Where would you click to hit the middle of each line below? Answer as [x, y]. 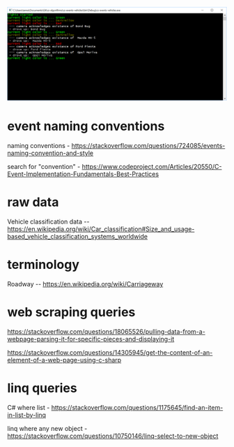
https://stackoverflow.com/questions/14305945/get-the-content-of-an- [110, 352]
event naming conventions [86, 126]
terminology [44, 265]
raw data [33, 202]
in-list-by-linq [27, 415]
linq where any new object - [47, 428]
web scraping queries [71, 313]
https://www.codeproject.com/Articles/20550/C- [152, 167]
